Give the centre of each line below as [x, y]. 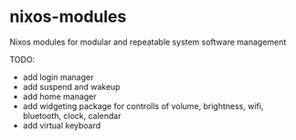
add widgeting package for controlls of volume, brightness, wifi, [143, 105]
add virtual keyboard [62, 125]
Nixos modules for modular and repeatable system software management [148, 42]
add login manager [58, 77]
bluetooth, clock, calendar [72, 115]
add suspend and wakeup [71, 86]
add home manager [60, 96]
